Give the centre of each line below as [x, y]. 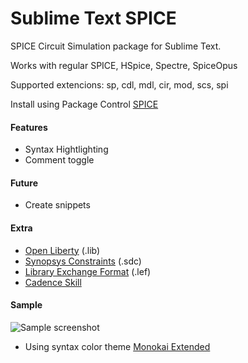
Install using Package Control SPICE [84, 104]
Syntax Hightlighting [66, 149]
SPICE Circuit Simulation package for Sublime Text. [116, 46]
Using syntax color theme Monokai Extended [117, 346]
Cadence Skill [53, 282]
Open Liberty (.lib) [62, 250]
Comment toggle [59, 160]
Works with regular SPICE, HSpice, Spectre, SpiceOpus [124, 65]
